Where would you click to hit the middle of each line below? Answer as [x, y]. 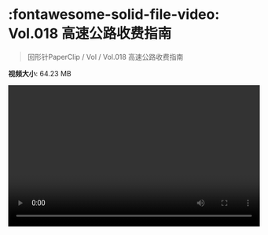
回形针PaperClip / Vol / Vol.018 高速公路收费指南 [105, 57]
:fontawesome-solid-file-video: [114, 15]
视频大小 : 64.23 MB [40, 73]
